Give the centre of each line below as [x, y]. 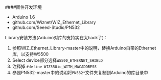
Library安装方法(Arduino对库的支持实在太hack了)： [57, 38]
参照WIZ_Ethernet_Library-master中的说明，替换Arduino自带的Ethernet [84, 48]
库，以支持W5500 [30, 54]
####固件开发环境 [23, 7]
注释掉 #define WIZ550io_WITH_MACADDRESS [54, 66]
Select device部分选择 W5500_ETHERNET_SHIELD [57, 60]
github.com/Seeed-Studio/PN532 [46, 27]
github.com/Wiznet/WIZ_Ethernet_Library [54, 22]
